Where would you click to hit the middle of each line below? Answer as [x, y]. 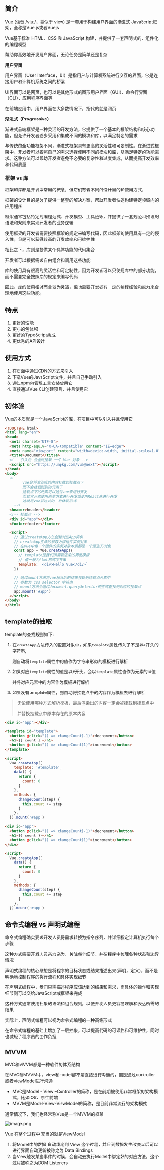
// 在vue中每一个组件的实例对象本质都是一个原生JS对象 [62, 546]
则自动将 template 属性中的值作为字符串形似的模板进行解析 [70, 661]
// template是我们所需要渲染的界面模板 [54, 555]
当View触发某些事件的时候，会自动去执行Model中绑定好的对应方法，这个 [85, 1157]
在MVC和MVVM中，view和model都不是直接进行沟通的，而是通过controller [80, 1075]
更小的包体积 [25, 329]
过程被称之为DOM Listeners [40, 1163]
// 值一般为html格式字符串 [42, 560]
